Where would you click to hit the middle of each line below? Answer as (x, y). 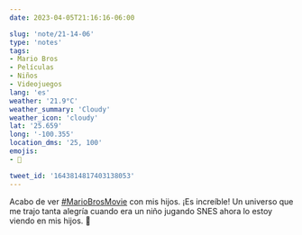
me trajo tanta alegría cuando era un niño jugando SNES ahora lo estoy (141, 211)
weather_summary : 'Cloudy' (60, 109)
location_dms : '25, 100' (56, 143)
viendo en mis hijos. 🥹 (50, 221)
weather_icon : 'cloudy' (54, 118)
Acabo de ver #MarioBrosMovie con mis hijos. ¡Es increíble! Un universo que (151, 201)
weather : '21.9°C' (44, 101)
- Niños (24, 76)
